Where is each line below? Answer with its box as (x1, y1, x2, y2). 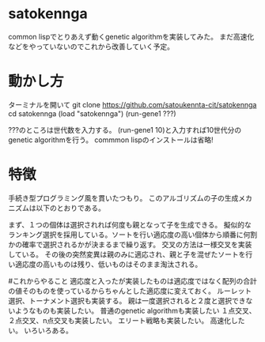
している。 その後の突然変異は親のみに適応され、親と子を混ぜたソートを (8, 250, 246, 259)
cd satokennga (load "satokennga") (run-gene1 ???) (8, 108, 176, 118)
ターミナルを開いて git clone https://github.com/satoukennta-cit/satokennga (8, 100, 257, 109)
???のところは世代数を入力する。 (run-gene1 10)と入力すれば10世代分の (8, 125, 242, 134)
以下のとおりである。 (35, 203, 105, 212)
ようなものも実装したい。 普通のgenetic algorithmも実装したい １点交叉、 (14, 306, 256, 315)
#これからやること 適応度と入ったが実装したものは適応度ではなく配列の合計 (8, 276, 257, 285)
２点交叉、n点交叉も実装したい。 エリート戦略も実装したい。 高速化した (8, 315, 245, 325)
